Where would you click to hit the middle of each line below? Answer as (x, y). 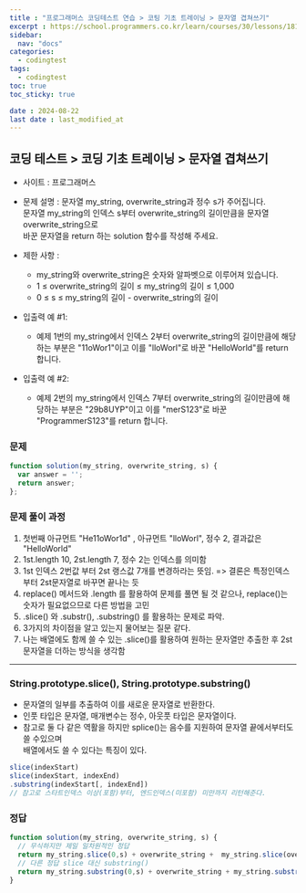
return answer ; (46, 483)
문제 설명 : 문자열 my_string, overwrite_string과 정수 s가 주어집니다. (144, 202)
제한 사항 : (41, 256)
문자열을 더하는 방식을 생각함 (74, 651)
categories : (32, 52)
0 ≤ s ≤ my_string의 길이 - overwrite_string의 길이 (127, 298)
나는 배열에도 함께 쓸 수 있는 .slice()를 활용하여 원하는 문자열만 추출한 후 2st (158, 639)
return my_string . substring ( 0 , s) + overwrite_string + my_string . (146, 872)
